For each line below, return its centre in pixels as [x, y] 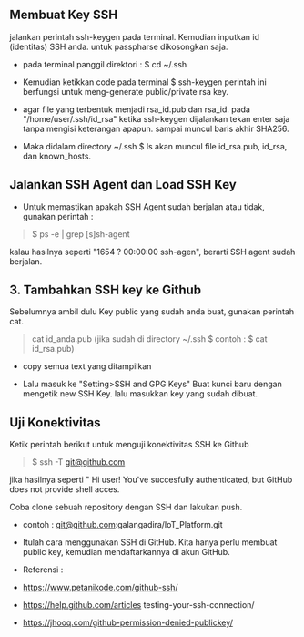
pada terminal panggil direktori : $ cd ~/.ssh [105, 64]
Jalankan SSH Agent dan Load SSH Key [123, 185]
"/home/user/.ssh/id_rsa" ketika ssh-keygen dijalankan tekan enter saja [156, 118]
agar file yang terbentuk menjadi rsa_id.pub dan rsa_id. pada [136, 109]
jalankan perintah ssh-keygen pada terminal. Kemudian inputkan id [134, 36]
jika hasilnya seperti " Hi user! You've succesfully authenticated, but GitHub [151, 480]
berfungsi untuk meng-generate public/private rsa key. [126, 91]
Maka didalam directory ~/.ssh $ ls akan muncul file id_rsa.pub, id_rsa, [155, 146]
